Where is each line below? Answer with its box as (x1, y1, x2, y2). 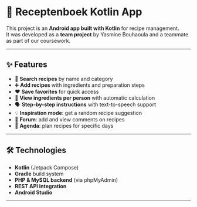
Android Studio (14, 189, 53, 196)
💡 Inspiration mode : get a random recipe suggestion (14, 109, 142, 116)
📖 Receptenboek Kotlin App (6, 5, 142, 19)
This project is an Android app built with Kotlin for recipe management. (6, 25, 179, 32)
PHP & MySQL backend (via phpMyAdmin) (14, 176, 118, 184)
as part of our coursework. (6, 37, 71, 44)
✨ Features (6, 60, 47, 70)
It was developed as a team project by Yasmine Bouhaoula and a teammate (6, 30, 189, 38)
